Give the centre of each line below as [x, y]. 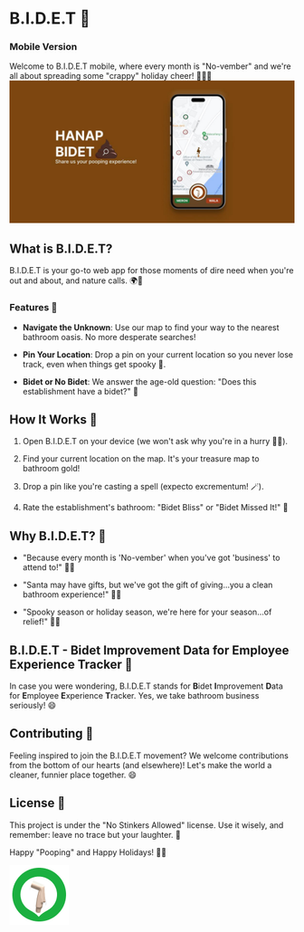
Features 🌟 [33, 308]
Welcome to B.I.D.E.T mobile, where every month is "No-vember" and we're [150, 66]
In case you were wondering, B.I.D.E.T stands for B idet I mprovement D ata [146, 686]
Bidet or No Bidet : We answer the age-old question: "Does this [139, 381]
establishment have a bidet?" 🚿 [80, 391]
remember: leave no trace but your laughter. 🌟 [95, 834]
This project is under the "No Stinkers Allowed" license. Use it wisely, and [147, 825]
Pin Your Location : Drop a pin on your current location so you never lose [158, 354]
